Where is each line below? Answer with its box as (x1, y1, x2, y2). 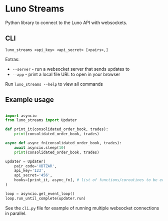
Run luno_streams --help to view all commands (5, 81, 103, 87)
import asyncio (5, 113, 37, 118)
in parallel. (5, 210, 26, 216)
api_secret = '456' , (14, 173, 52, 178)
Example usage (5, 96, 54, 104)
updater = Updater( (5, 159, 46, 164)
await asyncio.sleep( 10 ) (14, 145, 66, 150)
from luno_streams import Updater (5, 118, 77, 123)
